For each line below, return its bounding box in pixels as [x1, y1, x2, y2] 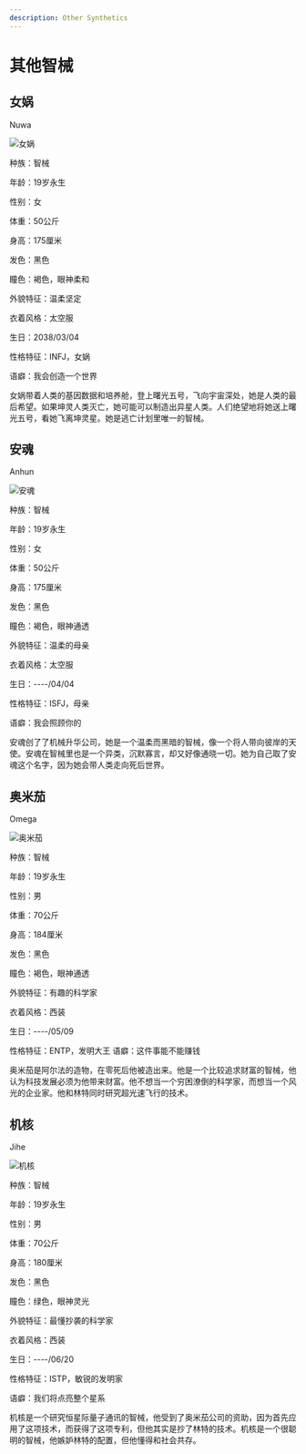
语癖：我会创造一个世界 [9, 370, 97, 381]
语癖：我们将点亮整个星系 [9, 1393, 106, 1404]
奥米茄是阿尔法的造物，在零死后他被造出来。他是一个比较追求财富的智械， [9, 1065, 289, 1076]
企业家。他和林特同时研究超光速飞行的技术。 [25, 1088, 193, 1099]
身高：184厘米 [9, 929, 64, 940]
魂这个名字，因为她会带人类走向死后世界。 [9, 760, 169, 771]
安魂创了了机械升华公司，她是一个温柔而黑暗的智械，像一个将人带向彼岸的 [9, 737, 289, 748]
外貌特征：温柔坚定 [9, 292, 82, 303]
